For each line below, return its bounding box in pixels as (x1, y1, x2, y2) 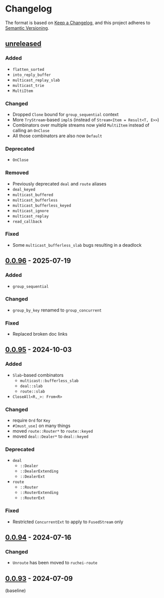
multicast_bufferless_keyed (12, 203, 71, 208)
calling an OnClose (12, 127, 50, 133)
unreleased (5, 40, 42, 48)
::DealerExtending (20, 469, 59, 474)
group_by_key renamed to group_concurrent (12, 307, 102, 313)
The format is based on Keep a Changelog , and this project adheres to (5, 20, 150, 26)
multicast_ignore (12, 208, 49, 214)
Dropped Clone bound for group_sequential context (12, 111, 119, 117)
